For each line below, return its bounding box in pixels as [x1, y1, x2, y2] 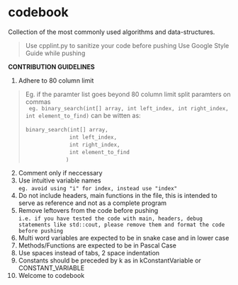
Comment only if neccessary [18, 168, 103, 177]
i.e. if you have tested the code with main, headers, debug [18, 215, 203, 222]
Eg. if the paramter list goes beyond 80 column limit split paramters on [25, 90, 231, 98]
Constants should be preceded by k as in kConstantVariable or [18, 256, 201, 264]
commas [25, 97, 51, 106]
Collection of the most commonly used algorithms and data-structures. [8, 28, 215, 36]
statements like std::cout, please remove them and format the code [18, 221, 225, 228]
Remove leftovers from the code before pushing [18, 206, 159, 214]
